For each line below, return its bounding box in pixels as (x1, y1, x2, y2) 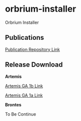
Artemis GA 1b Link (5, 83, 43, 88)
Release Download (5, 61, 63, 69)
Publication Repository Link (5, 46, 60, 52)
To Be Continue (5, 111, 37, 117)
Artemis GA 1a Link (5, 92, 43, 98)
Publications (5, 34, 44, 42)
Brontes (5, 102, 22, 107)
